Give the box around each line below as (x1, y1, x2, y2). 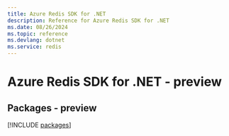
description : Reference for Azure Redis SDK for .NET (7, 17, 170, 24)
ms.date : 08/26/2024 (7, 23, 69, 30)
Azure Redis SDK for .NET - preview (7, 74, 222, 90)
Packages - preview (7, 102, 97, 114)
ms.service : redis (7, 43, 62, 50)
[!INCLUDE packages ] (7, 121, 72, 129)
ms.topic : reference (7, 30, 69, 38)
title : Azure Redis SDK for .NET (7, 10, 106, 18)
